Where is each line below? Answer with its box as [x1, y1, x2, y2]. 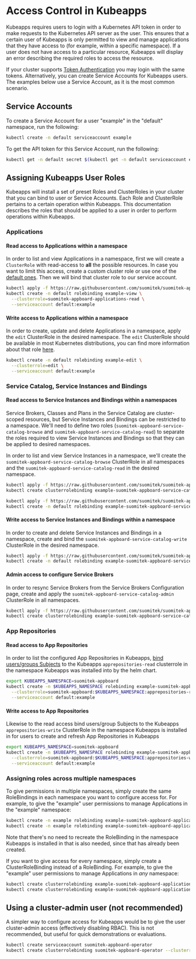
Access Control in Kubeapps [6, 4, 147, 18]
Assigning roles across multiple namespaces [6, 774, 136, 782]
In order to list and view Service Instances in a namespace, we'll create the [6, 452, 186, 459]
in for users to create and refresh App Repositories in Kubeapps [6, 733, 159, 740]
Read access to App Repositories [6, 641, 88, 648]
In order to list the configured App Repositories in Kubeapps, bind [6, 655, 164, 662]
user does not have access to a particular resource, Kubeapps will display [6, 48, 184, 55]
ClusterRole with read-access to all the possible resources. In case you [6, 262, 178, 269]
